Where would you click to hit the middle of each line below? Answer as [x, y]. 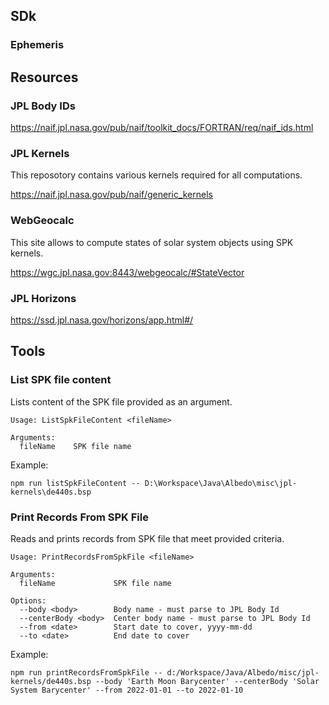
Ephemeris [37, 45]
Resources [44, 77]
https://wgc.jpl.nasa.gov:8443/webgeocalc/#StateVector [127, 272]
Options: [28, 600]
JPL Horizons [43, 298]
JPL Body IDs [43, 106]
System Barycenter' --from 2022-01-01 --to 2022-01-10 [127, 690]
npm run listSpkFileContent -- [75, 483]
